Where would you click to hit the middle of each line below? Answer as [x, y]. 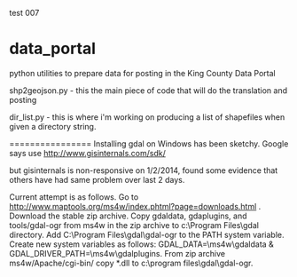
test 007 [24, 13]
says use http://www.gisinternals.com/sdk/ [87, 153]
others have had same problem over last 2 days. [97, 179]
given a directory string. [53, 126]
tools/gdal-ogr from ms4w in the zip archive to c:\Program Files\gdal [134, 225]
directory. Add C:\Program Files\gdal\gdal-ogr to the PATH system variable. [147, 234]
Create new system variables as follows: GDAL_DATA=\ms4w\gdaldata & [142, 244]
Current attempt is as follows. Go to [74, 197]
